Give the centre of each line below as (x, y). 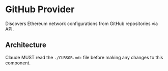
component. (18, 63)
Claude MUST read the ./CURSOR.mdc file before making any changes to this (84, 57)
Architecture (26, 45)
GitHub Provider (40, 9)
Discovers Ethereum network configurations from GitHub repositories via (82, 23)
